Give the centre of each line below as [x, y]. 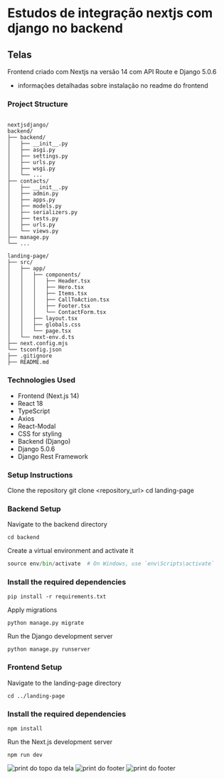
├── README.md [28, 362]
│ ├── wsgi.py [31, 169]
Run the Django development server [60, 636]
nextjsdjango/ [28, 125]
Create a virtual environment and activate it [70, 551]
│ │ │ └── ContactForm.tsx [57, 312]
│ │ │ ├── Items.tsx [47, 294]
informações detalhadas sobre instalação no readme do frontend [113, 86]
